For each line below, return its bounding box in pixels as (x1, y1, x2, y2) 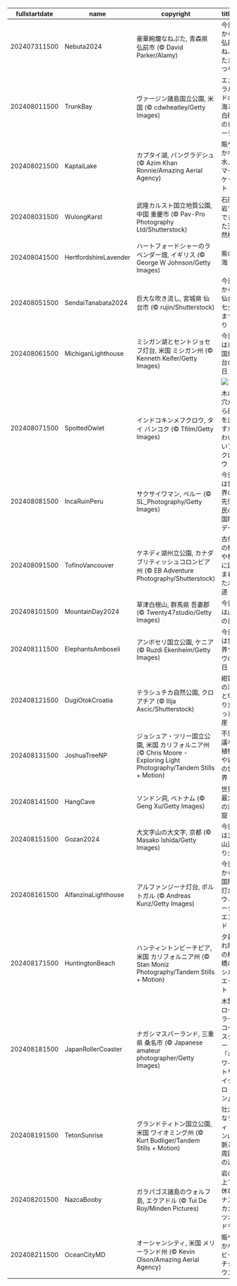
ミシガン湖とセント (136, 337, 193, 346)
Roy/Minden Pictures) (136, 1204, 200, 1213)
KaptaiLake (64, 162, 97, 170)
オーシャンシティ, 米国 (136, 1239, 202, 1247)
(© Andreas (156, 891, 191, 900)
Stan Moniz (136, 960, 169, 968)
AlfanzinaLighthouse (64, 890, 125, 899)
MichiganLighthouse (64, 349, 124, 357)
